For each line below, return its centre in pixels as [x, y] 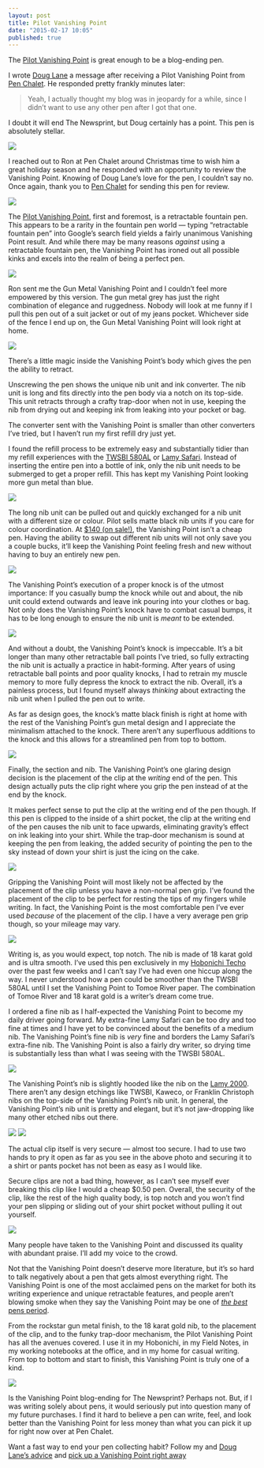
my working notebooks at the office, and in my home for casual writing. [124, 1351]
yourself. [22, 1215]
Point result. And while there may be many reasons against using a [117, 242]
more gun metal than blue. [51, 482]
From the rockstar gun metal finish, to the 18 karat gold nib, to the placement [132, 1326]
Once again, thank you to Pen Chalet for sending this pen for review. [119, 187]
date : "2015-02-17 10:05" [50, 30]
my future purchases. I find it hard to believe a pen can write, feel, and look [130, 1415]
